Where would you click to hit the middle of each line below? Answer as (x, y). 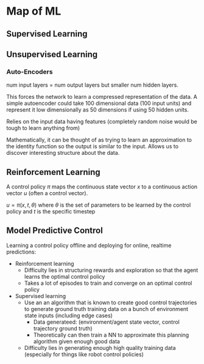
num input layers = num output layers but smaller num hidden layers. (92, 85)
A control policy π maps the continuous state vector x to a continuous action (102, 187)
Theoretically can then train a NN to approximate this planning (111, 335)
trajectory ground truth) (63, 328)
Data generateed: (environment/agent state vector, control (106, 322)
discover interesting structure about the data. (63, 153)
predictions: (21, 252)
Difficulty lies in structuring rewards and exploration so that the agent (111, 270)
